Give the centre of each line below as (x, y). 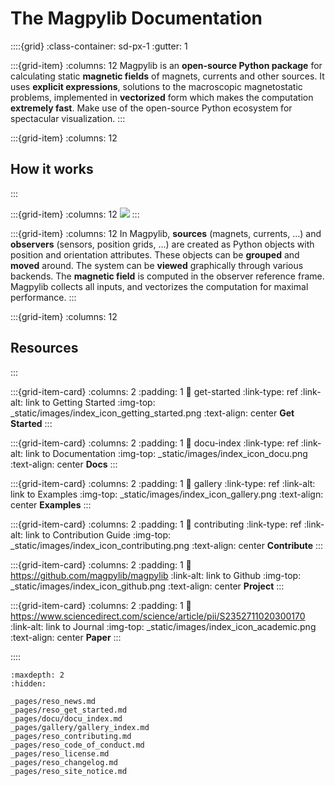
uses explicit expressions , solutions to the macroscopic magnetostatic (156, 86)
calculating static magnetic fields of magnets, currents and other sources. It (167, 76)
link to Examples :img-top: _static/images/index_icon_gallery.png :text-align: (167, 494)
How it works (52, 169)
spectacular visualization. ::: (68, 118)
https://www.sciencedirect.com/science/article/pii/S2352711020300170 (158, 616)
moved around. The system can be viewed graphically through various (157, 265)
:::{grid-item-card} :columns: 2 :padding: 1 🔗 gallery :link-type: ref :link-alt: (163, 483)
